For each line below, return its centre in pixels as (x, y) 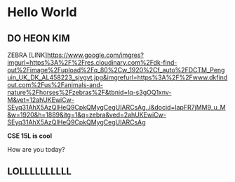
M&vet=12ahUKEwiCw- (41, 100)
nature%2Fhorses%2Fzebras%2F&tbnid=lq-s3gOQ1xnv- (89, 92)
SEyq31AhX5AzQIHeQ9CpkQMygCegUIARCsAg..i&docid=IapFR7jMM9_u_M (116, 107)
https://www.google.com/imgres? (95, 55)
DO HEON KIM (39, 38)
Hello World (42, 12)
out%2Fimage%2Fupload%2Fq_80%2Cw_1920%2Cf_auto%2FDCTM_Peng (116, 70)
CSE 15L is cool (30, 136)
